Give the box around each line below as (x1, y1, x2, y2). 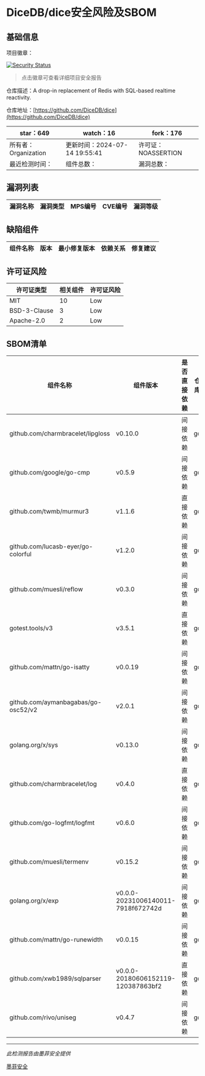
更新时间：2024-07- (65, 141, 128, 149)
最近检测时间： (9, 160, 53, 168)
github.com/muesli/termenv (9, 857, 89, 866)
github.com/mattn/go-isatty (9, 663, 90, 672)
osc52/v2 (9, 706, 38, 714)
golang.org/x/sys (9, 741, 59, 749)
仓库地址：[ (6, 106, 35, 114)
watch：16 (82, 129, 116, 137)
